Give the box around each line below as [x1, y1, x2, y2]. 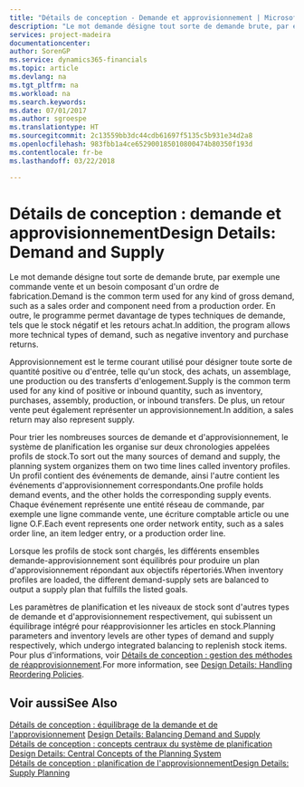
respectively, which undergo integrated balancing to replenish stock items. [9, 640, 288, 651]
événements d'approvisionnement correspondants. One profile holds [9, 480, 264, 491]
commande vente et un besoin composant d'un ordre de [9, 282, 220, 293]
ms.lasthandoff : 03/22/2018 [9, 156, 116, 166]
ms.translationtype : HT [9, 123, 100, 132]
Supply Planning [9, 767, 71, 779]
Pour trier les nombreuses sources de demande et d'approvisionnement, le [9, 432, 289, 443]
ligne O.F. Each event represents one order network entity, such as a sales [9, 518, 284, 530]
